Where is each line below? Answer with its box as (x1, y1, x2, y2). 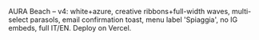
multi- (231, 7, 252, 16)
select (8, 15, 29, 24)
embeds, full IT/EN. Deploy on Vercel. (8, 24, 132, 32)
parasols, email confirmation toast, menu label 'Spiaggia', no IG (30, 15, 238, 24)
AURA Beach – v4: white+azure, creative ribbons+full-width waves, (8, 7, 230, 16)
